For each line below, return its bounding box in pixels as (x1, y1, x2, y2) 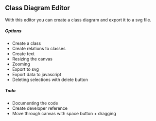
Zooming (12, 61, 30, 67)
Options (5, 28, 22, 34)
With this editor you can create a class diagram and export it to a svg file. (5, 17, 152, 22)
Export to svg (12, 66, 39, 72)
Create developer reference (12, 105, 68, 111)
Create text (12, 51, 35, 57)
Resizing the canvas (12, 56, 52, 61)
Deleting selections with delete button (12, 77, 88, 82)
